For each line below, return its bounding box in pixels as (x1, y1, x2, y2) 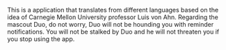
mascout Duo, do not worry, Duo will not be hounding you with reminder (7, 21, 214, 28)
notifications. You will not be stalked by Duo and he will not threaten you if (7, 27, 220, 36)
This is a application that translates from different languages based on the (7, 6, 219, 14)
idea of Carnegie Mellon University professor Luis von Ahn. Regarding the (7, 13, 219, 21)
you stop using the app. (7, 35, 75, 43)
